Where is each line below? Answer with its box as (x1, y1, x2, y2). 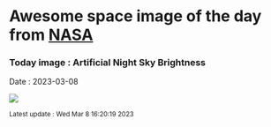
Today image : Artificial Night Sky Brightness (9, 56, 206, 69)
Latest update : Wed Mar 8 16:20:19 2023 (9, 110, 134, 119)
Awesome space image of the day (9, 6, 262, 26)
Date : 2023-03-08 (9, 77, 79, 87)
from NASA (9, 25, 94, 45)
